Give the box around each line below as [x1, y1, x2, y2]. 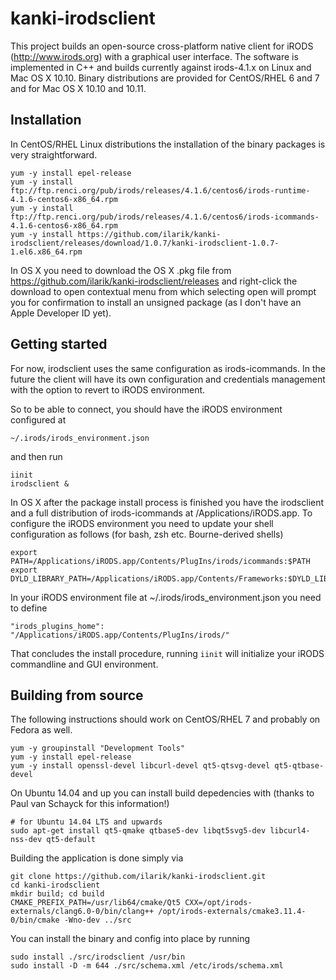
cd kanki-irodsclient [10, 880, 101, 891]
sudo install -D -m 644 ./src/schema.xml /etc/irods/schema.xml [10, 961, 284, 971]
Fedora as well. [10, 724, 73, 736]
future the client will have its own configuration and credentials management [10, 373, 326, 385]
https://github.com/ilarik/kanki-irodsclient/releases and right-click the [10, 275, 298, 287]
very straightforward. [10, 148, 98, 161]
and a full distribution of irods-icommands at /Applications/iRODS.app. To [10, 507, 313, 519]
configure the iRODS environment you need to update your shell [10, 517, 274, 529]
